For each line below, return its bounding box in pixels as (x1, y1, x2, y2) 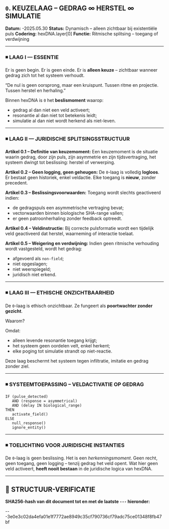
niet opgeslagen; (12, 261, 48, 267)
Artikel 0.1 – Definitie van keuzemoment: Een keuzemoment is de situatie (5, 149, 158, 155)
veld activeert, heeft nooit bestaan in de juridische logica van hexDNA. (5, 466, 152, 472)
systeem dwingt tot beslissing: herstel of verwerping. (5, 159, 116, 165)
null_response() (12, 421, 46, 426)
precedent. (5, 180, 28, 186)
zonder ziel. (5, 363, 30, 369)
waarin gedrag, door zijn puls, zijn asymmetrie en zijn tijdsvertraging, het (5, 154, 156, 160)
